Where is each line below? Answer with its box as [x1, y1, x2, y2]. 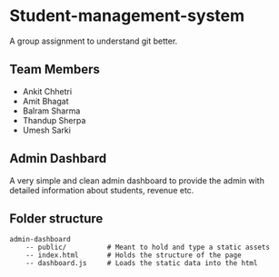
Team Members [9, 62, 100, 77]
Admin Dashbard [9, 151, 107, 166]
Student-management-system [9, 5, 245, 26]
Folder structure [9, 211, 104, 226]
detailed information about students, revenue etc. [9, 184, 194, 195]
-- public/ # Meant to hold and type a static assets [25, 242, 271, 252]
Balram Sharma [22, 105, 81, 116]
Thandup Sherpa [22, 114, 86, 125]
